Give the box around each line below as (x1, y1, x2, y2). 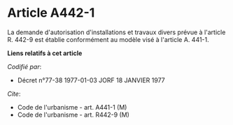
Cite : (7, 89, 21, 98)
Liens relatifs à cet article (7, 49, 83, 57)
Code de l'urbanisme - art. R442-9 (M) (17, 110, 129, 119)
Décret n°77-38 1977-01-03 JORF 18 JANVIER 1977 (17, 75, 166, 84)
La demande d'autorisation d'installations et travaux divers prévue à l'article (7, 28, 226, 36)
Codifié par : (7, 62, 42, 71)
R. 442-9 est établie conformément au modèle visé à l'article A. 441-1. (7, 35, 210, 43)
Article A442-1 (7, 5, 95, 21)
